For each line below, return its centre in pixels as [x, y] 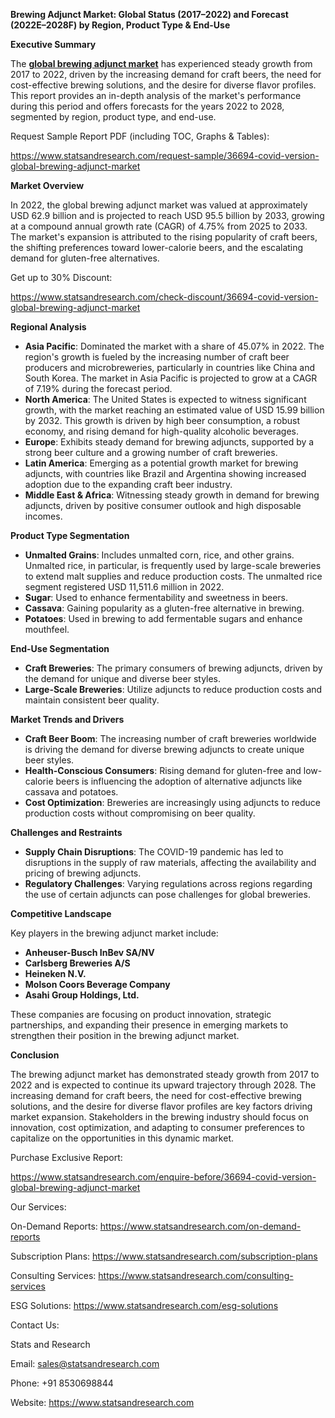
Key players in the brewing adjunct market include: [114, 933]
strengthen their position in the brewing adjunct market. [125, 1035]
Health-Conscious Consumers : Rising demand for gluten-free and [163, 770]
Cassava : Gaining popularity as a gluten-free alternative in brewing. [164, 608]
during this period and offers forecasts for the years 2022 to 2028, [147, 106]
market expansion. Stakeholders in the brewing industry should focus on [160, 1117]
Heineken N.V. [55, 973]
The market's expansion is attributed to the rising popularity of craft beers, [164, 237]
